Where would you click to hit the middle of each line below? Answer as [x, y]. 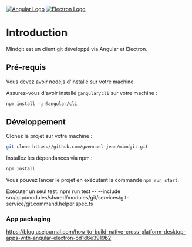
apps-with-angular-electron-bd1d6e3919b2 [59, 238]
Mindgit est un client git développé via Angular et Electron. [77, 49]
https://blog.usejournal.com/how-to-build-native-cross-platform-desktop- [96, 232]
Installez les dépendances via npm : [49, 158]
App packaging [28, 219]
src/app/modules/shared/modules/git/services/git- [68, 198]
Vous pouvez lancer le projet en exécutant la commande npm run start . [93, 180]
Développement [36, 122]
